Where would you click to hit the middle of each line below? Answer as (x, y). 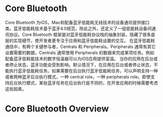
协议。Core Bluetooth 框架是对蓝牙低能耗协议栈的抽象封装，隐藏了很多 (80, 34)
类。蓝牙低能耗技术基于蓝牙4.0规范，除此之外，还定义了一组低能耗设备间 (78, 28)
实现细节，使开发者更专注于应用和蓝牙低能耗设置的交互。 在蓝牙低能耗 (84, 40)
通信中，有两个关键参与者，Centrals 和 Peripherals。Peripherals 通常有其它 (81, 46)
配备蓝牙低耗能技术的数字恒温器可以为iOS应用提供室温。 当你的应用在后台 (79, 58)
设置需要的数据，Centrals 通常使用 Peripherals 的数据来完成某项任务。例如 (80, 52)
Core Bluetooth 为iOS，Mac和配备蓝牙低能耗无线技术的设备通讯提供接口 (77, 22)
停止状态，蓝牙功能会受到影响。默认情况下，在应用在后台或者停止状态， (81, 65)
